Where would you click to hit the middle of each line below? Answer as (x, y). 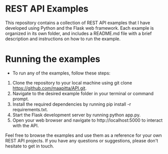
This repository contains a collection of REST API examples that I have (78, 23)
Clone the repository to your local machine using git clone (72, 83)
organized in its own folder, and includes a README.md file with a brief (78, 33)
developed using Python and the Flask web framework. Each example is (79, 28)
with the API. (26, 125)
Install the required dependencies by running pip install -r (72, 104)
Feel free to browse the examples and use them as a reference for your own (83, 135)
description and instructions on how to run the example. (63, 39)
